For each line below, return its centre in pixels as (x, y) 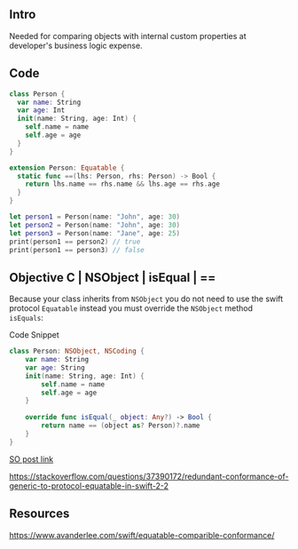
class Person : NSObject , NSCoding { (77, 351)
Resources (39, 514)
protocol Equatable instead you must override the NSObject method (131, 308)
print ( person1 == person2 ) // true (75, 242)
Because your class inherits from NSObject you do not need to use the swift (146, 299)
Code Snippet (34, 335)
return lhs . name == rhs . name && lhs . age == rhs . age (122, 184)
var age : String (55, 368)
